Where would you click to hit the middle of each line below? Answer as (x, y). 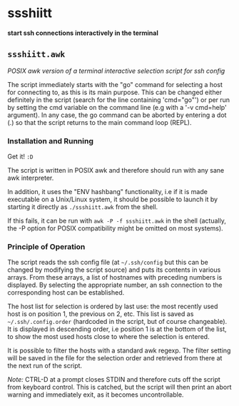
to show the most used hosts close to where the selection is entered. (108, 337)
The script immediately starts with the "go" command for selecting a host (115, 84)
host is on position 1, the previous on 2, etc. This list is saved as (101, 314)
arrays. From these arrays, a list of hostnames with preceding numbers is (115, 278)
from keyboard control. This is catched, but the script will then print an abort (119, 387)
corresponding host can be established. (66, 293)
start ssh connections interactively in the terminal (83, 33)
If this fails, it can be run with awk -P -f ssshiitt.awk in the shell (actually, (117, 221)
